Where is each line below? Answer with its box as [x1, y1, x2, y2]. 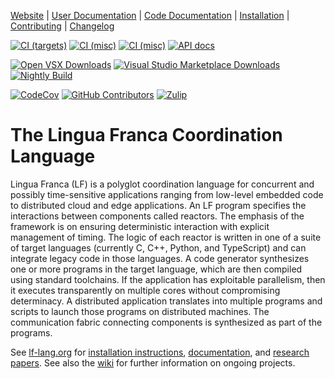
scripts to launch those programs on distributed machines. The [10, 305, 270, 317]
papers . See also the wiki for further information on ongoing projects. [10, 356, 296, 369]
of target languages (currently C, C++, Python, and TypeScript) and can [10, 241, 307, 254]
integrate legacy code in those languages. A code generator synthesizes [10, 252, 310, 264]
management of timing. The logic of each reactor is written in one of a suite [10, 231, 322, 243]
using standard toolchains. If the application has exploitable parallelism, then [10, 273, 326, 285]
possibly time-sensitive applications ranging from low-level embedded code [10, 188, 324, 200]
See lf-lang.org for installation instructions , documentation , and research [10, 346, 310, 358]
